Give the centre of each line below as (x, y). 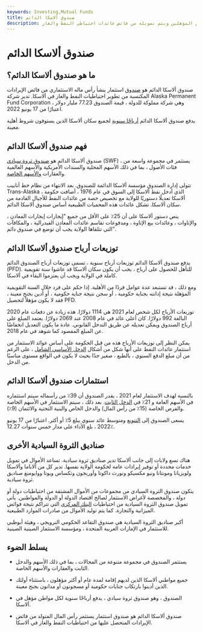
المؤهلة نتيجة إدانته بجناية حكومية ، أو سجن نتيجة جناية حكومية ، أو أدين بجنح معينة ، (99, 293)
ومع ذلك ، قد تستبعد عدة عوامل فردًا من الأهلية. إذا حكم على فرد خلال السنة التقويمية (101, 287)
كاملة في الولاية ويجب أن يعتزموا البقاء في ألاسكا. (62, 275)
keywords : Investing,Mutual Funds (50, 12)
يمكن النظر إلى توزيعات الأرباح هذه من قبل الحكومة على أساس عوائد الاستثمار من (98, 343)
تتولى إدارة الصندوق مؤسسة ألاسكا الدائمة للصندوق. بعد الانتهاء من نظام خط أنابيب (99, 185)
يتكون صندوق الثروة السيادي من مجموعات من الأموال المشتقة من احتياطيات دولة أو (101, 491)
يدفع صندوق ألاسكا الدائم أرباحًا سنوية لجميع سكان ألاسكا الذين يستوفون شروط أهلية (101, 121)
